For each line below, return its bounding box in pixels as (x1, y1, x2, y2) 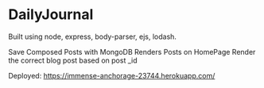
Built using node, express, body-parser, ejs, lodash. (8, 32, 177, 41)
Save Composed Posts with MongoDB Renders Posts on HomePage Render (8, 47, 256, 56)
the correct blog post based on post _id (8, 55, 138, 65)
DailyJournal (8, 6, 94, 24)
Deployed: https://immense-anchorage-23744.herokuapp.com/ (8, 71, 215, 80)
